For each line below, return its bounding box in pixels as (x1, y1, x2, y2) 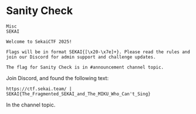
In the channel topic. (6, 101, 56, 108)
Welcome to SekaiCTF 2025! (6, 39, 72, 44)
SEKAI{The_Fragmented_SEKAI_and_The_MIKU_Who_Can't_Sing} (6, 91, 151, 97)
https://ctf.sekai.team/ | (6, 86, 72, 92)
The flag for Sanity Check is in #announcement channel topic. (6, 64, 164, 70)
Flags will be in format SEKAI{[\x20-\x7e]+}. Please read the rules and (6, 49, 191, 55)
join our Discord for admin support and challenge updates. (6, 54, 157, 60)
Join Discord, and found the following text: (6, 74, 109, 81)
